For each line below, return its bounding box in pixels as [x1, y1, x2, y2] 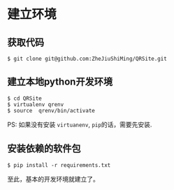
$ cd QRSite [7, 95, 42, 102]
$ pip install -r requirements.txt [7, 161, 111, 168]
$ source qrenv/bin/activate [7, 107, 96, 114]
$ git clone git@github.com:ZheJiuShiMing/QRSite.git [7, 55, 168, 62]
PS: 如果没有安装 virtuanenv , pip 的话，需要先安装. [7, 120, 152, 129]
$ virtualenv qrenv [7, 101, 64, 108]
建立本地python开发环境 [7, 76, 113, 88]
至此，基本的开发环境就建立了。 [7, 175, 99, 183]
